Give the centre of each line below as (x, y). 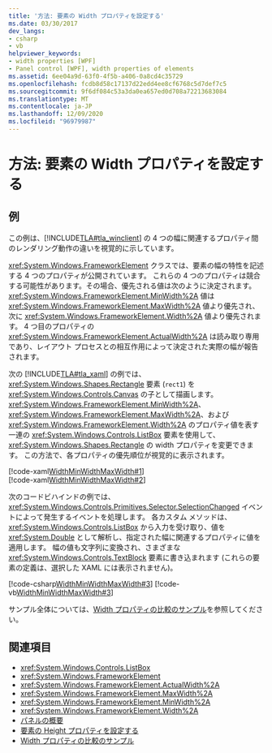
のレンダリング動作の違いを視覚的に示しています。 (93, 247)
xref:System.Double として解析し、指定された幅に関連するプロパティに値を (135, 537)
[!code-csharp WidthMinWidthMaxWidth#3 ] (81, 583)
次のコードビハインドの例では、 (62, 497)
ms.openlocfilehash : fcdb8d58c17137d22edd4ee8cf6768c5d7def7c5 (118, 84)
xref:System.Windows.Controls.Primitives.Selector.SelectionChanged (124, 506)
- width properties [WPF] (52, 62)
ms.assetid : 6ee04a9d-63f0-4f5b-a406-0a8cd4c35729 (96, 76)
